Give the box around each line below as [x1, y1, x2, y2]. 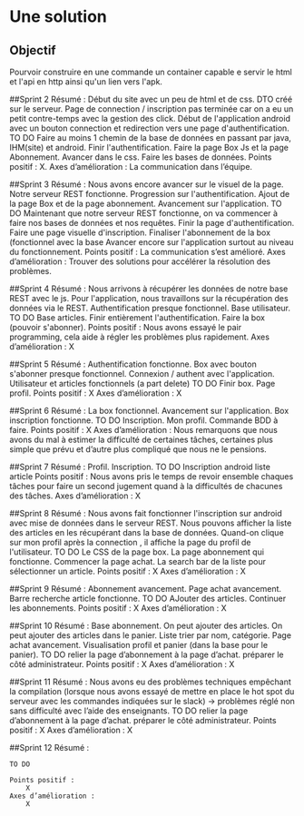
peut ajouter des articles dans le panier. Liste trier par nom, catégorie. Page [9, 630, 292, 641]
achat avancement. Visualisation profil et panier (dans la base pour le [9, 640, 269, 650]
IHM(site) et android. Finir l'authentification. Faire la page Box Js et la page [9, 143, 289, 152]
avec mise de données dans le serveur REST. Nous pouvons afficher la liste [9, 517, 292, 528]
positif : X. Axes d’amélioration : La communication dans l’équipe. [9, 162, 252, 172]
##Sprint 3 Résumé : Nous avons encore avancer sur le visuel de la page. [9, 179, 284, 190]
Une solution [9, 6, 107, 27]
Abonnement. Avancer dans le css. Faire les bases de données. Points [9, 152, 272, 162]
